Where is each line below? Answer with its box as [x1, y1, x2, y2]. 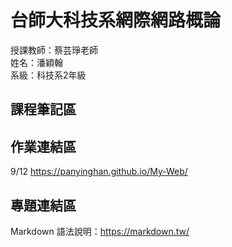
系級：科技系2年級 [10, 69, 87, 81]
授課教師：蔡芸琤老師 [10, 44, 98, 56]
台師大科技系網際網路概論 [10, 9, 222, 32]
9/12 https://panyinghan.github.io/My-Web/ [10, 166, 188, 178]
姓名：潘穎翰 [10, 56, 63, 68]
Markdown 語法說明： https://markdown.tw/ [10, 225, 190, 237]
